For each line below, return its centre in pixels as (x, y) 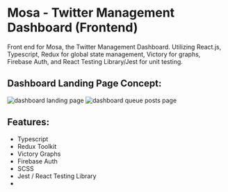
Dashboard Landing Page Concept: (84, 84)
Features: (28, 122)
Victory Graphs (39, 154)
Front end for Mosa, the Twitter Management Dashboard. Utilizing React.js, (114, 47)
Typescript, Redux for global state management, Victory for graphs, (104, 54)
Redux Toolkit (37, 146)
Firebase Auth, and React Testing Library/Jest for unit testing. (95, 61)
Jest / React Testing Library (57, 176)
